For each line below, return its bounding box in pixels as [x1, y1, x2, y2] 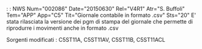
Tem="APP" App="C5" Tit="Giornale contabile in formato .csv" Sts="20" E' [6, 11, 196, 19]
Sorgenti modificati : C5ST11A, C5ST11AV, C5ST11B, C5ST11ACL [6, 36, 165, 43]
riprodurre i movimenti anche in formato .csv [6, 24, 119, 31]
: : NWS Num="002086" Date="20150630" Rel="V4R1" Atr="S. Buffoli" [6, 5, 185, 12]
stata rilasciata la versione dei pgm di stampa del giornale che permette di [6, 18, 193, 25]
